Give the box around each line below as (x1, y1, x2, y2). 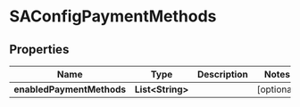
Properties (9, 42, 70, 57)
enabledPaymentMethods (13, 83, 127, 95)
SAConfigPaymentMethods (9, 6, 217, 27)
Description (197, 69, 248, 80)
